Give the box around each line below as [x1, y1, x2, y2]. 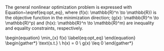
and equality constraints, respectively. [5, 25, 83, 31]
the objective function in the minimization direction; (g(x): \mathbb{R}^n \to [5, 15, 159, 20]
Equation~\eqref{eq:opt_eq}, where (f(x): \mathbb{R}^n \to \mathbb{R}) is [5, 9, 157, 15]
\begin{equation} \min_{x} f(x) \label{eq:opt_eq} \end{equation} [5, 35, 136, 41]
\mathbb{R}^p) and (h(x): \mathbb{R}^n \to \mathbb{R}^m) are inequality [5, 20, 155, 26]
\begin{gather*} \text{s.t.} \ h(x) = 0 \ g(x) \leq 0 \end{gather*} [5, 40, 134, 46]
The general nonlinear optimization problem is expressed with [5, 4, 132, 10]
